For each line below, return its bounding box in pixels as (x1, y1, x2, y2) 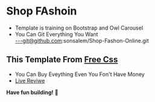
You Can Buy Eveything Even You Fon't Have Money (14, 71, 145, 78)
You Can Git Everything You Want (14, 30, 98, 37)
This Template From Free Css (6, 54, 118, 65)
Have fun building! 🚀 (6, 89, 59, 96)
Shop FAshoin (6, 4, 77, 18)
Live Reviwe (14, 77, 45, 84)
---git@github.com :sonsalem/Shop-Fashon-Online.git (14, 37, 149, 44)
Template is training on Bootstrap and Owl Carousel (14, 24, 144, 31)
